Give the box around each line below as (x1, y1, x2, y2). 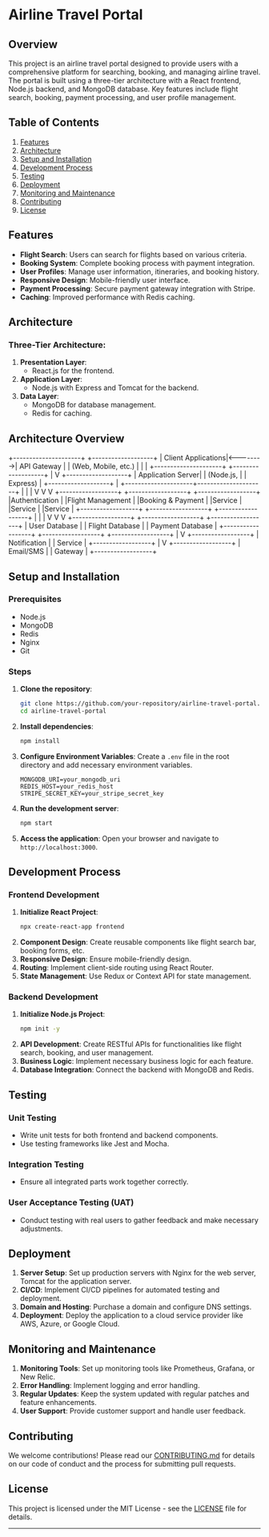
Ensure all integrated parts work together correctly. (19, 1177, 189, 1186)
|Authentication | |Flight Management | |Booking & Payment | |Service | (8, 496, 243, 505)
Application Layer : (19, 375, 82, 384)
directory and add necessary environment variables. (19, 760, 193, 769)
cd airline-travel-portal (19, 707, 106, 715)
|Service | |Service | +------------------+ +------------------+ (8, 504, 213, 514)
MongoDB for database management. (31, 400, 156, 410)
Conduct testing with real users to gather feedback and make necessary (19, 1215, 259, 1225)
